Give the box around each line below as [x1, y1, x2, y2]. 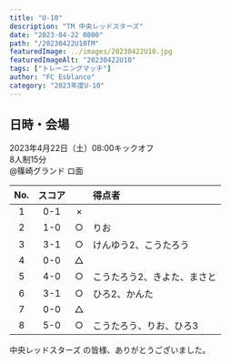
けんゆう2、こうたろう [92, 238, 189, 251]
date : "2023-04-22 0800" [9, 30, 104, 39]
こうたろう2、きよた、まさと [92, 270, 216, 283]
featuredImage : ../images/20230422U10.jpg [9, 47, 173, 56]
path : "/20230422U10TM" [9, 38, 100, 48]
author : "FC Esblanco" [9, 73, 95, 82]
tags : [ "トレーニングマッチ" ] [9, 65, 112, 74]
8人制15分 [9, 154, 47, 165]
